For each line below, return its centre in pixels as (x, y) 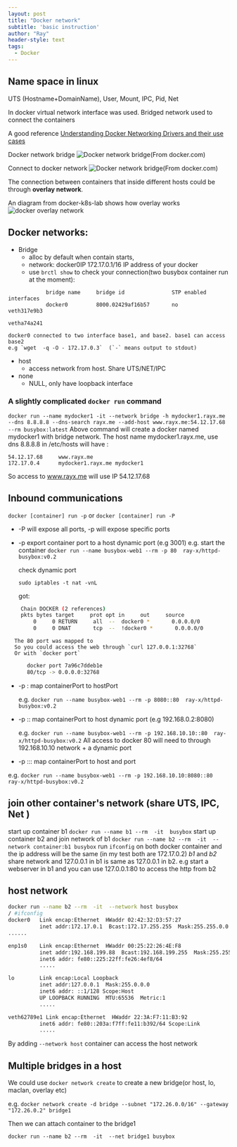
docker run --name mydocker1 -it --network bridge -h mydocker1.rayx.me (117, 416)
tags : (16, 46)
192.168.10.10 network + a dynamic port (75, 748)
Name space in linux (53, 82)
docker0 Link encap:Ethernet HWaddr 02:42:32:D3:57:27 (95, 920)
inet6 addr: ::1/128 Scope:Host (87, 991)
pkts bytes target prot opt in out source (103, 615)
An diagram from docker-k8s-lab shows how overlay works (94, 203)
